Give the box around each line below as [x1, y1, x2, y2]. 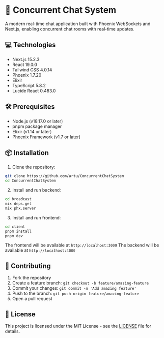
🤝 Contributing [5, 262, 51, 270]
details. [5, 328, 20, 334]
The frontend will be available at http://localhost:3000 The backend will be [5, 242, 160, 248]
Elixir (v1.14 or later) [12, 128, 52, 134]
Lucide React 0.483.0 [12, 88, 56, 93]
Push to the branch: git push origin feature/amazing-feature [12, 290, 139, 297]
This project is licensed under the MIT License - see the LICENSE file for [5, 323, 151, 329]
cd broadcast [5, 197, 32, 202]
